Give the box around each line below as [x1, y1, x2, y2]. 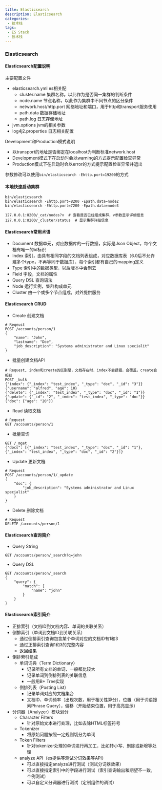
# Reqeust [5, 322, 25, 327]
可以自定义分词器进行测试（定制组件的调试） [26, 780, 117, 786]
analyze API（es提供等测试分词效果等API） [19, 755, 106, 761]
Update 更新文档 [12, 458, 45, 464]
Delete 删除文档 [12, 507, 44, 513]
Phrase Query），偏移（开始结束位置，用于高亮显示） [31, 703, 138, 709]
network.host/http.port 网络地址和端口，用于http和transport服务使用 [19, 104, 157, 109]
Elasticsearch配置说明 [5, 63, 51, 69]
